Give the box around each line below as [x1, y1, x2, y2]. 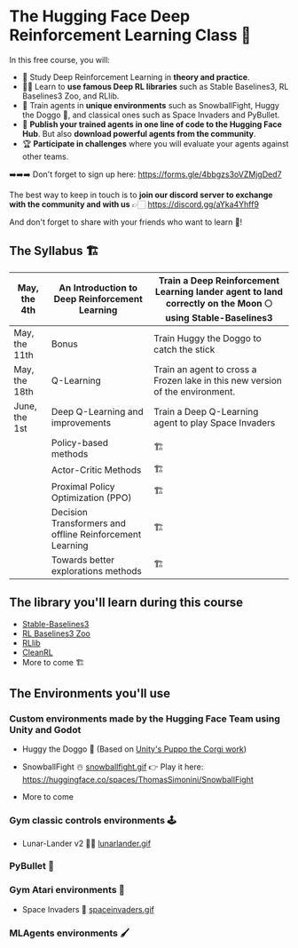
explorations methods [51, 564, 142, 577]
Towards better [51, 554, 115, 566]
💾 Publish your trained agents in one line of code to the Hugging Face [21, 118, 282, 130]
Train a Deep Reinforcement [158, 274, 280, 286]
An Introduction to [59, 282, 138, 294]
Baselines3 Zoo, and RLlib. [21, 91, 120, 101]
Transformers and [51, 517, 127, 530]
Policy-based [51, 436, 109, 449]
